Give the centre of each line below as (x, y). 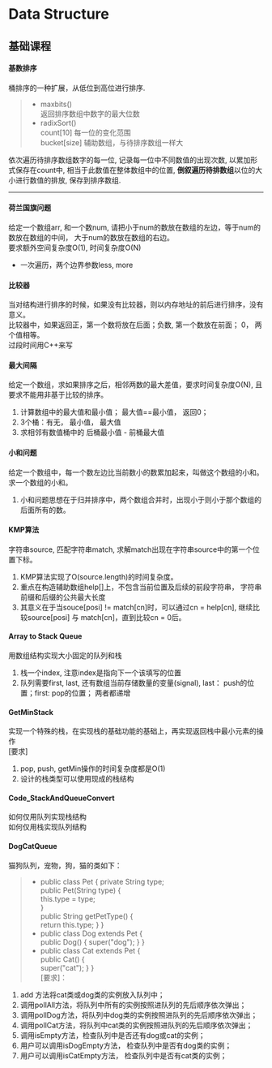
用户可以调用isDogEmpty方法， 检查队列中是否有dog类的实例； (126, 1045)
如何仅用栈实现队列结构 (47, 827)
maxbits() (56, 104)
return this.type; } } (72, 924)
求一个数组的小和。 (40, 482)
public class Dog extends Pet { (91, 933)
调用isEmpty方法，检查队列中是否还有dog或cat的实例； (113, 1035)
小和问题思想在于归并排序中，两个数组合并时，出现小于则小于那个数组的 (140, 499)
